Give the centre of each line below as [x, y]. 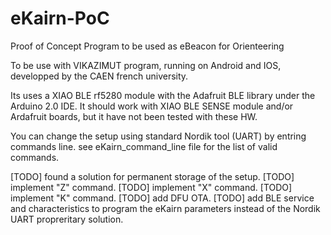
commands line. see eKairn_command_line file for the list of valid [144, 146]
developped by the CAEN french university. [99, 76]
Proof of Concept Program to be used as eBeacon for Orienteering [147, 46]
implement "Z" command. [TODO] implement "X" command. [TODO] [151, 187]
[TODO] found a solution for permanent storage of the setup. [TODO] [152, 176]
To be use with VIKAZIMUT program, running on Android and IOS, [146, 65]
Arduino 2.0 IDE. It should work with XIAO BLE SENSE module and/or [152, 106]
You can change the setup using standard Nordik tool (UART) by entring [158, 136]
